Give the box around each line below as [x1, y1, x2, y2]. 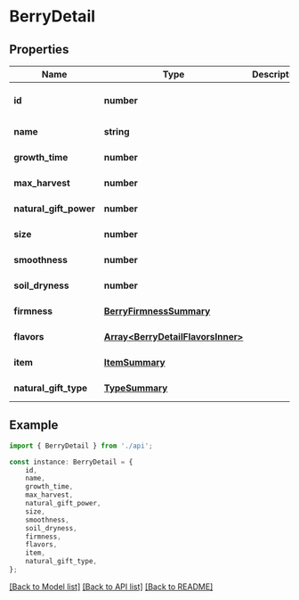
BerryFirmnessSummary [103, 305, 211, 317]
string [103, 126, 131, 137]
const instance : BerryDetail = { [9, 457, 133, 466]
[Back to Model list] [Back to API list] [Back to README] [9, 581, 214, 592]
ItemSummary [103, 357, 166, 368]
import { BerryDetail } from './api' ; [9, 441, 153, 450]
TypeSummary [103, 382, 168, 394]
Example [9, 417, 59, 433]
